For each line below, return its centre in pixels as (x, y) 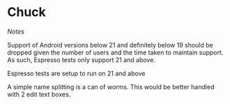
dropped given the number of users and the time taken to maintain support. (115, 52)
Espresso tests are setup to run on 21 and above (76, 73)
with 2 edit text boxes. (39, 94)
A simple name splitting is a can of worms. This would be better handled (111, 87)
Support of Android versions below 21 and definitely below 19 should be (110, 45)
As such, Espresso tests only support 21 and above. (81, 59)
